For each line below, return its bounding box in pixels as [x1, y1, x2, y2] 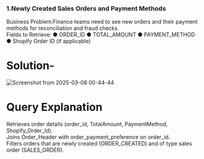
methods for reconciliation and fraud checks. [6, 24, 119, 32]
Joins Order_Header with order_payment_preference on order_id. [6, 133, 171, 141]
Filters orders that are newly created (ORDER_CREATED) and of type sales [6, 140, 192, 147]
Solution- [6, 59, 55, 72]
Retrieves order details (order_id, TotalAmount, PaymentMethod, [6, 121, 168, 128]
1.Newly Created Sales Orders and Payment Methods [6, 4, 166, 13]
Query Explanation [6, 101, 103, 114]
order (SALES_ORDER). [6, 146, 64, 154]
